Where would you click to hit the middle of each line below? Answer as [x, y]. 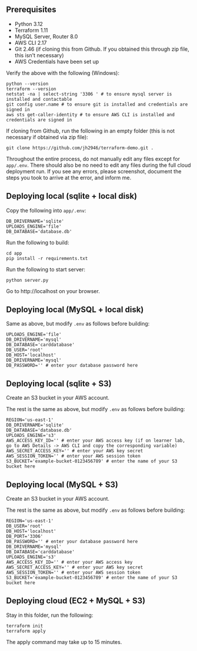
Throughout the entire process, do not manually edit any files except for [93, 159]
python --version [27, 84]
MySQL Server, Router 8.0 [46, 36]
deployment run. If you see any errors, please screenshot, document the [94, 171]
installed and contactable [39, 99]
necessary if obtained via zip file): [47, 137]
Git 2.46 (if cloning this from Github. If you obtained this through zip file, [102, 49]
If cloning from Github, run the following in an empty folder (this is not [91, 131]
